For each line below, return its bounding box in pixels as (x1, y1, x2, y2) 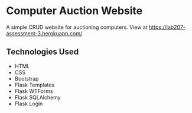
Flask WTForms (14, 87, 53, 95)
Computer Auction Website (6, 4, 143, 18)
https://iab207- (148, 24, 186, 31)
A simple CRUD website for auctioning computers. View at (6, 24, 148, 31)
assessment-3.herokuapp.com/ (6, 29, 83, 36)
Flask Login (14, 100, 43, 107)
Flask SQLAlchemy (14, 94, 61, 101)
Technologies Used (6, 47, 79, 57)
